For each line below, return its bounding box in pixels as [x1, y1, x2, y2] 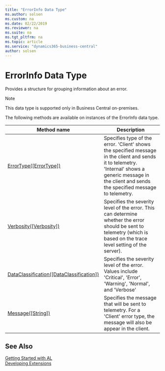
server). [104, 248, 122, 255]
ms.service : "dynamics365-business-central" [5, 44, 98, 49]
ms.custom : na [5, 16, 34, 21]
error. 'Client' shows [104, 141, 151, 148]
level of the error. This [104, 204, 155, 211]
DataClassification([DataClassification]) [7, 271, 99, 278]
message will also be [104, 319, 152, 326]
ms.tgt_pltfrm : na [5, 35, 43, 40]
